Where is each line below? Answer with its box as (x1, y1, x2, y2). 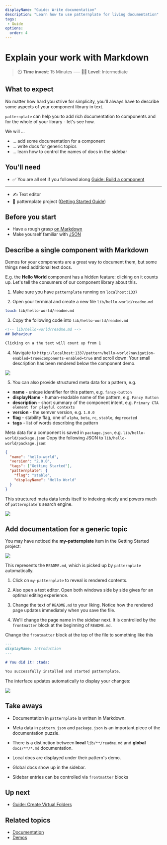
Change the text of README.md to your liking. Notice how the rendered (12, 602, 153, 608)
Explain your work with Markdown (5, 52, 149, 63)
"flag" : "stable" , (14, 473, 52, 478)
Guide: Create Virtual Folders (12, 802, 72, 808)
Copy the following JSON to (46, 434, 103, 440)
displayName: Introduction (5, 646, 61, 651)
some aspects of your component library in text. (5, 103, 103, 110)
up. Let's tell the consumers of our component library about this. (5, 279, 137, 285)
